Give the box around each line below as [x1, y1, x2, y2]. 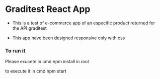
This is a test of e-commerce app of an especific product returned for [12, 20, 156, 26]
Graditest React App [5, 3, 90, 15]
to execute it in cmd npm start [5, 68, 67, 74]
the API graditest [12, 25, 47, 31]
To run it [5, 47, 26, 54]
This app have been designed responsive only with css [12, 35, 125, 41]
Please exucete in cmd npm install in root [5, 59, 89, 65]
